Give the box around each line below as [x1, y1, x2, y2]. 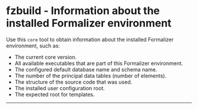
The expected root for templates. [14, 91, 95, 98]
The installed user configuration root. [14, 84, 105, 91]
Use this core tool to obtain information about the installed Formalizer [6, 36, 174, 43]
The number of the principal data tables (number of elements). [14, 72, 167, 79]
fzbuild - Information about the [6, 4, 160, 18]
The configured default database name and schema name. [14, 66, 157, 73]
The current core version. [14, 53, 77, 60]
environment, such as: [6, 42, 60, 49]
